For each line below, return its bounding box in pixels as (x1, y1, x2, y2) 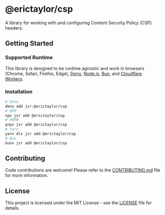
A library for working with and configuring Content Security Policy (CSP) (5, 20, 152, 26)
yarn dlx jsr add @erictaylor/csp (5, 132, 76, 137)
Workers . (5, 75, 24, 82)
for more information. (5, 173, 48, 179)
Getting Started (5, 39, 54, 48)
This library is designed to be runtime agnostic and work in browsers (5, 65, 144, 71)
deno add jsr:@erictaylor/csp (5, 104, 67, 109)
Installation (5, 88, 33, 95)
